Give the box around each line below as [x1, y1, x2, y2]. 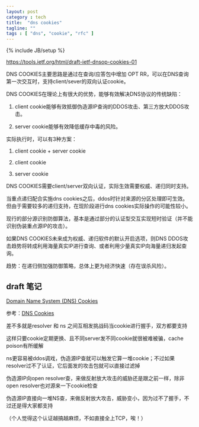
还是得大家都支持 [11, 402, 53, 409]
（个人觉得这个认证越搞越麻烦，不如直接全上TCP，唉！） [6, 415, 146, 422]
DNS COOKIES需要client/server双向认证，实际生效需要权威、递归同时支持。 [6, 183, 192, 190]
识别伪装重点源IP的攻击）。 [6, 222, 71, 229]
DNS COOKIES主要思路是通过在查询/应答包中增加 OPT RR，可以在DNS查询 [6, 70, 190, 77]
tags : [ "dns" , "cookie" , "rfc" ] [6, 31, 94, 37]
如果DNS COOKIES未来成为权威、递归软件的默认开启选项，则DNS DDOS [6, 235, 184, 242]
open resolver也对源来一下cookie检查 [6, 382, 98, 389]
